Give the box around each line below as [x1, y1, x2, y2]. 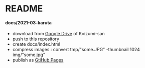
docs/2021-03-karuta [5, 19, 52, 25]
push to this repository [12, 36, 59, 42]
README [5, 3, 43, 14]
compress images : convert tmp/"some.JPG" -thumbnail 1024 [12, 47, 140, 53]
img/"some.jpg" [12, 52, 45, 58]
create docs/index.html [12, 41, 61, 47]
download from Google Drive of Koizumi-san [12, 31, 105, 37]
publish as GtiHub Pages [12, 57, 64, 63]
